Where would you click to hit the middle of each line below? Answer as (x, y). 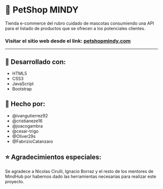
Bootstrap (22, 89)
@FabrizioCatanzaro (33, 141)
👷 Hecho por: (25, 104)
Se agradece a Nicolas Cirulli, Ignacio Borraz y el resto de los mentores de (79, 171)
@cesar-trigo (25, 131)
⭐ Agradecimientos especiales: (53, 157)
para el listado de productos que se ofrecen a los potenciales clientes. (75, 28)
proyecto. (15, 181)
